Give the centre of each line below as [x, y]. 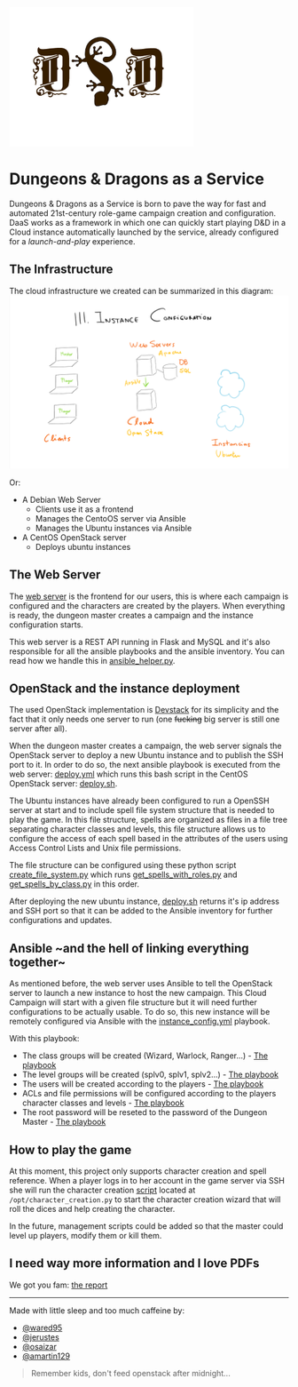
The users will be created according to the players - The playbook [143, 1084]
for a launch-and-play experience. [72, 241]
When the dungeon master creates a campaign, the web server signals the [145, 746]
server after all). [39, 729]
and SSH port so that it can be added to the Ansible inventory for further [141, 911]
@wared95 [42, 1327]
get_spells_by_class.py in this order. [74, 884]
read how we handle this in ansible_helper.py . [92, 660]
